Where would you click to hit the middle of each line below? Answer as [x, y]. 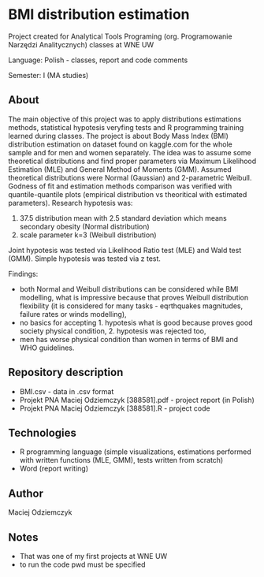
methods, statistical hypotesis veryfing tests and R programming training [126, 127]
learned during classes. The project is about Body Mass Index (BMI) [118, 136]
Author [26, 493]
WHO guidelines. [47, 348]
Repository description [66, 372]
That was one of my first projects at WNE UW [93, 556]
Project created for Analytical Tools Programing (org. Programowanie [120, 36]
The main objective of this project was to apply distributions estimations [125, 119]
